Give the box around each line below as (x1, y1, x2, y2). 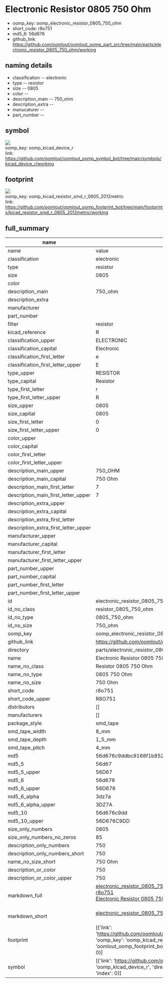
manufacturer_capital (7, 540, 57, 547)
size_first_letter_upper (7, 427, 60, 434)
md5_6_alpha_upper (7, 801, 55, 808)
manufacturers (7, 712, 42, 719)
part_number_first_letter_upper (7, 589, 80, 597)
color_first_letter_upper (7, 459, 62, 466)
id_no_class (7, 606, 35, 613)
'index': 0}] (95, 970, 121, 977)
